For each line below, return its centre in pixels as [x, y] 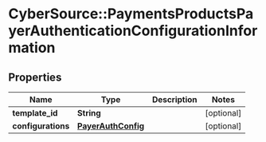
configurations [41, 126]
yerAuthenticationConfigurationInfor [133, 31]
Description [174, 99]
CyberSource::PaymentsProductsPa [131, 14]
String [89, 113]
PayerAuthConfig [111, 126]
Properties [35, 77]
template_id [35, 113]
